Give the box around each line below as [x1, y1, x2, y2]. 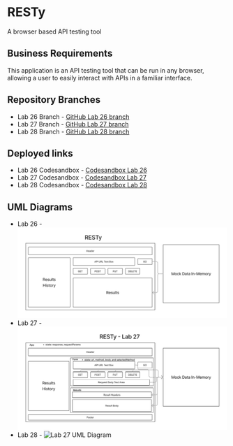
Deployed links [7, 148, 73, 159]
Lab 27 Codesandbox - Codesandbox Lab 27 [17, 173, 146, 182]
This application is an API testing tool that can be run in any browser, [7, 66, 204, 74]
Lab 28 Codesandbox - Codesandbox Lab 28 [17, 181, 148, 189]
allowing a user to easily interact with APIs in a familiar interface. [7, 73, 193, 82]
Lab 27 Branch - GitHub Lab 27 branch [17, 120, 129, 128]
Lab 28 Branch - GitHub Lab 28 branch [17, 127, 130, 136]
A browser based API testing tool [7, 27, 102, 36]
